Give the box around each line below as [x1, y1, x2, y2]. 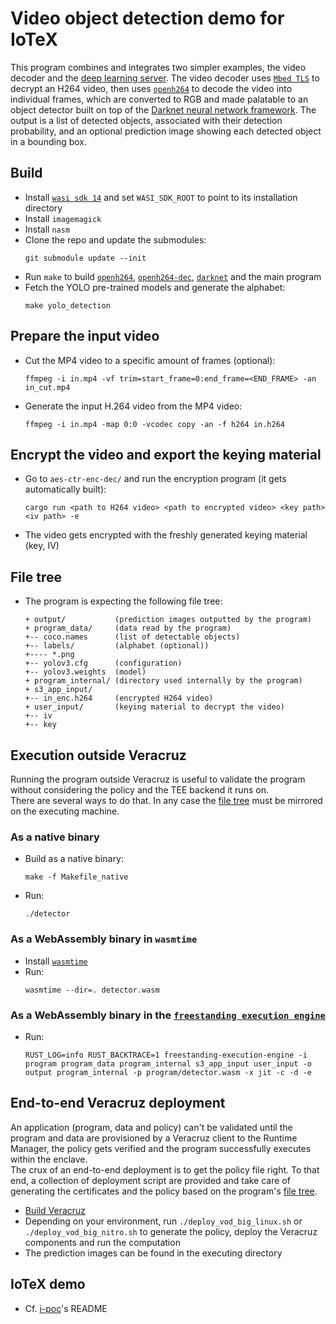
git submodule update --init [24, 253, 147, 263]
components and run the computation [24, 1236, 181, 1248]
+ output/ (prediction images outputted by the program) [24, 615, 312, 625]
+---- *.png [24, 650, 75, 660]
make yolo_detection [24, 300, 111, 311]
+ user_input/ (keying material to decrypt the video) [24, 702, 286, 712]
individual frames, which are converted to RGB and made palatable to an [10, 93, 309, 105]
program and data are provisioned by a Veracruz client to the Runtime [10, 1132, 298, 1144]
